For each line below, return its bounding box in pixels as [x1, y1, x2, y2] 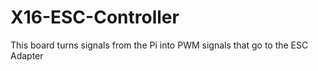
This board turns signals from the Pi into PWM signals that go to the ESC [10, 39, 309, 51]
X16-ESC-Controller [10, 6, 180, 29]
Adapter [10, 49, 44, 61]
